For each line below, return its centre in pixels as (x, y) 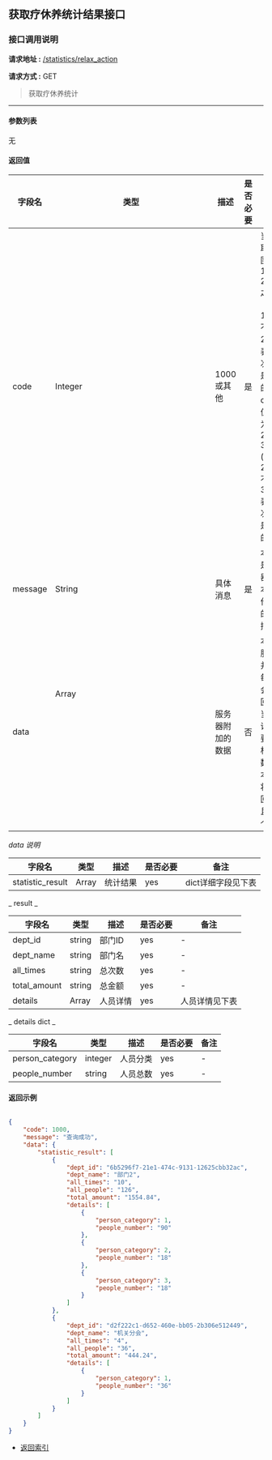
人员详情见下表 (208, 1001)
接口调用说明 (34, 40)
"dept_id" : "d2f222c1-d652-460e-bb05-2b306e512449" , (157, 1326)
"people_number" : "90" (134, 1227)
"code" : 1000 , (47, 1130)
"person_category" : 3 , (134, 1280)
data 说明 (24, 845)
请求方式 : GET (33, 76)
